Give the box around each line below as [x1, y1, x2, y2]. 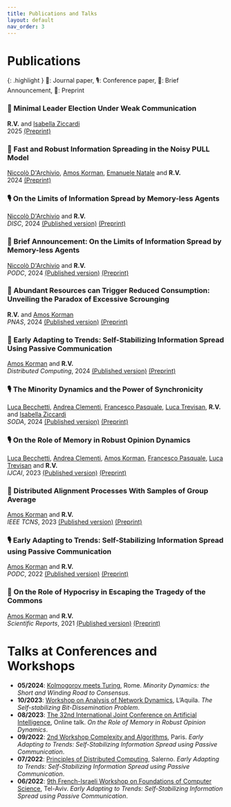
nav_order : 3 [7, 23, 45, 30]
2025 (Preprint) [7, 126, 51, 135]
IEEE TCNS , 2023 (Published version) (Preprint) [7, 518, 142, 526]
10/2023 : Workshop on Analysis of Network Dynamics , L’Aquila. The [17, 695, 213, 704]
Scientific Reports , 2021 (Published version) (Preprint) [7, 619, 161, 627]
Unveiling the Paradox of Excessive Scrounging [7, 294, 169, 304]
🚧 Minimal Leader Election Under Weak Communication [7, 103, 197, 113]
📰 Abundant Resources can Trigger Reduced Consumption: [7, 286, 210, 296]
